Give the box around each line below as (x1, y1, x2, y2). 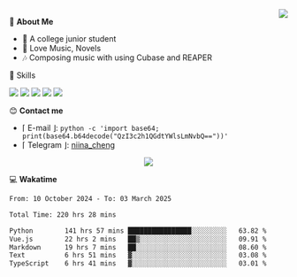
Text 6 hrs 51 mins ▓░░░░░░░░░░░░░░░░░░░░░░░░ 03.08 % (9, 251, 267, 260)
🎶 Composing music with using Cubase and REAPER (21, 52, 212, 63)
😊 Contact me (9, 105, 64, 116)
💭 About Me (9, 17, 54, 27)
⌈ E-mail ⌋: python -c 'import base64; (21, 123, 160, 133)
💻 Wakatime (9, 174, 57, 184)
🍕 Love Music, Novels (21, 43, 102, 53)
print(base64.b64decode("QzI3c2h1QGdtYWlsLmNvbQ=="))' (21, 132, 229, 141)
